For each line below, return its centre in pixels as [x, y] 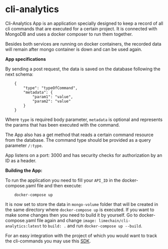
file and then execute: [60, 185]
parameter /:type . [24, 145]
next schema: [19, 74]
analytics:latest [23, 226]
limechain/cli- [115, 221]
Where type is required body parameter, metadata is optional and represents [84, 119]
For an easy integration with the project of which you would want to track [81, 235]
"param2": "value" [51, 101]
